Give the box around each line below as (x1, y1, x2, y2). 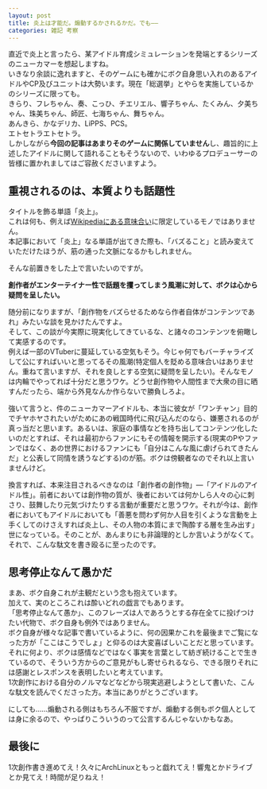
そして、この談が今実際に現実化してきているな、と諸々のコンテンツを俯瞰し (8, 327, 258, 336)
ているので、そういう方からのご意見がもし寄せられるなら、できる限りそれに (8, 658, 259, 667)
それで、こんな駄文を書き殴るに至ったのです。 (8, 540, 161, 550)
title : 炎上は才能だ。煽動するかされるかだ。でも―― (8, 19, 159, 27)
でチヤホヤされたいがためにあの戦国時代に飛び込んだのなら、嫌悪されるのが (8, 414, 259, 423)
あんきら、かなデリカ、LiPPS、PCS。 (8, 119, 133, 128)
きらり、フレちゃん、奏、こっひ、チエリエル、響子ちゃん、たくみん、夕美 (8, 99, 252, 108)
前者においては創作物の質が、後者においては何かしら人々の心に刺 (39, 490, 255, 499)
